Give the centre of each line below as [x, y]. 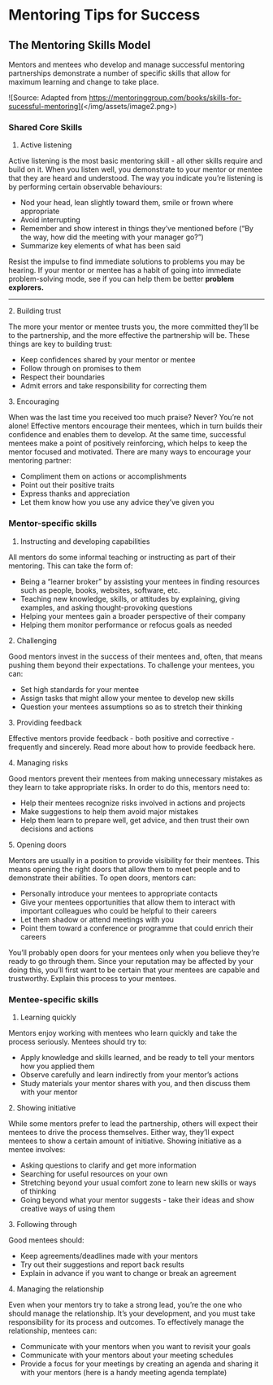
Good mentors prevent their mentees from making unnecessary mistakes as [135, 778]
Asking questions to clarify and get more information [108, 1165]
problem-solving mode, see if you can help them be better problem [121, 279]
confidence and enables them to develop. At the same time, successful [127, 435]
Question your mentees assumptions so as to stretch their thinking [131, 707]
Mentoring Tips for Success [104, 15]
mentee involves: [37, 1149]
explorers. [26, 287]
